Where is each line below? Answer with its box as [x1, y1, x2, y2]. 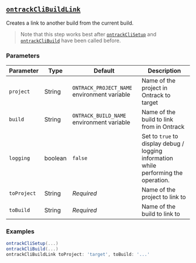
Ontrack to [141, 91, 171, 100]
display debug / [141, 139, 184, 148]
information [141, 154, 173, 162]
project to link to [141, 193, 186, 201]
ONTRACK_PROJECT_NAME [72, 85, 132, 91]
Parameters [6, 52, 40, 60]
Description [148, 67, 181, 75]
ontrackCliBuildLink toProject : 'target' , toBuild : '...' [6, 252, 150, 258]
